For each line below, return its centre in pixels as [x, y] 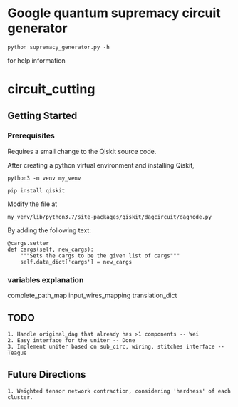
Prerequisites [31, 135]
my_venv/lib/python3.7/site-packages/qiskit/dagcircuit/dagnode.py [110, 217]
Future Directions [47, 375]
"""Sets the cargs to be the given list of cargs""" [100, 256]
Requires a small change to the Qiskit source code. [82, 151]
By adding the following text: [49, 230]
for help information [36, 60]
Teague [17, 353]
